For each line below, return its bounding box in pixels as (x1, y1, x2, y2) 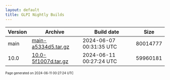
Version (8, 28, 27, 35)
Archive (45, 28, 65, 35)
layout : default (5, 7, 39, 13)
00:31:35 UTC (82, 43, 117, 50)
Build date (94, 28, 119, 35)
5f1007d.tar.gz (32, 58, 69, 65)
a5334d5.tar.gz (32, 43, 70, 50)
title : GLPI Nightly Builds (5, 12, 65, 17)
